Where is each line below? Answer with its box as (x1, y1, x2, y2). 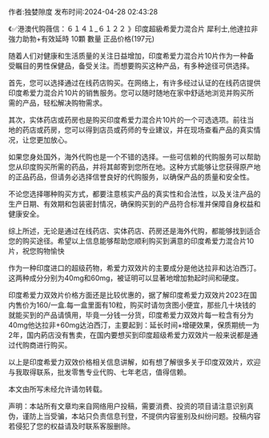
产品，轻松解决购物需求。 (22, 98, 106, 107)
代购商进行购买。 (14, 340, 72, 350)
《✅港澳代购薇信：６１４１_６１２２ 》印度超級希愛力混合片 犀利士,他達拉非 (8, 24, 259, 34)
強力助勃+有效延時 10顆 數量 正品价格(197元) (8, 34, 155, 43)
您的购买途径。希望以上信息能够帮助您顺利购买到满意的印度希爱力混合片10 (8, 236, 255, 246)
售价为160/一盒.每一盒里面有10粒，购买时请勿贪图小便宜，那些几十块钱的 (14, 300, 256, 310)
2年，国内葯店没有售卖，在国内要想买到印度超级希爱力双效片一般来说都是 (8, 331, 251, 340)
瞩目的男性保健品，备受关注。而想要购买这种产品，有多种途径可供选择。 (14, 61, 254, 70)
